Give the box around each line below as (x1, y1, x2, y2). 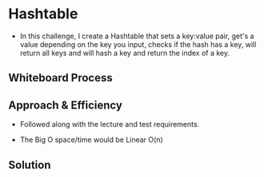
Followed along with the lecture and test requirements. (19, 120, 200, 129)
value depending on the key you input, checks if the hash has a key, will (19, 39, 257, 49)
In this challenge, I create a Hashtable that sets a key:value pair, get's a (19, 31, 254, 41)
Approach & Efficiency (8, 98, 122, 112)
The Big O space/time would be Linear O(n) (19, 135, 164, 144)
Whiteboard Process (8, 71, 114, 85)
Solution (8, 158, 51, 171)
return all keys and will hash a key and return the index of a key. (19, 48, 230, 57)
